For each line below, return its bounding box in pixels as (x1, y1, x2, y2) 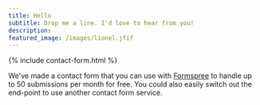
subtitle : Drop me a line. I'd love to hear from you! (8, 19, 195, 27)
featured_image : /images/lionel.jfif (8, 33, 134, 42)
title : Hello (8, 11, 52, 20)
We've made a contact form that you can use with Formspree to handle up (8, 71, 253, 80)
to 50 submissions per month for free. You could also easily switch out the (8, 80, 253, 89)
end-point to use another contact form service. (8, 88, 163, 98)
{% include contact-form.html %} (8, 56, 118, 65)
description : (8, 26, 52, 34)
